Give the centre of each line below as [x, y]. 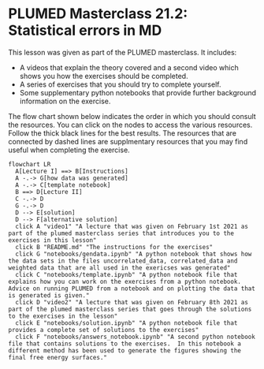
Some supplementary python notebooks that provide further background [138, 92]
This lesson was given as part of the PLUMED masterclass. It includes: [123, 52]
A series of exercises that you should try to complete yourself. [120, 84]
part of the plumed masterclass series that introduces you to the [121, 233]
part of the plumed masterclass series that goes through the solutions [130, 309]
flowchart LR [30, 164]
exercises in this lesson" [52, 240]
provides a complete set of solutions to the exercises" [104, 330]
